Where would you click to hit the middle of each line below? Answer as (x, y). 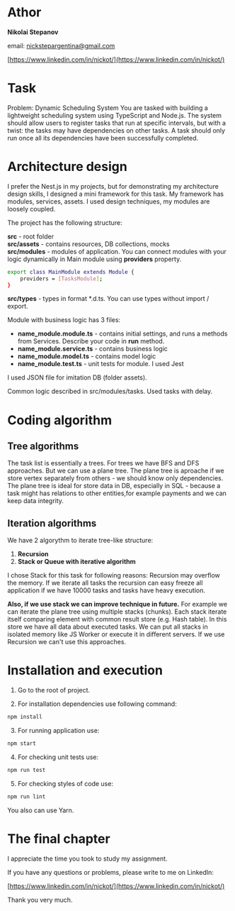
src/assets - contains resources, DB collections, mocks (88, 244)
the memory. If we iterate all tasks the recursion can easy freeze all (105, 583)
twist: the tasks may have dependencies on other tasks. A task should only (116, 130)
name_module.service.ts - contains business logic (93, 349)
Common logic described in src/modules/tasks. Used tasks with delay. (110, 392)
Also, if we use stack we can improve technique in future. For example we (117, 604)
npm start (22, 744)
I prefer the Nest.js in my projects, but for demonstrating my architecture (113, 186)
